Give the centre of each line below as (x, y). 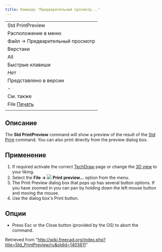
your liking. (23, 172)
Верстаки (19, 49)
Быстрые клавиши (29, 64)
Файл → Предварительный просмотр (51, 41)
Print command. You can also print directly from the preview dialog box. (76, 140)
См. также (20, 96)
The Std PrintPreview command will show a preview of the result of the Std (80, 135)
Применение (26, 155)
